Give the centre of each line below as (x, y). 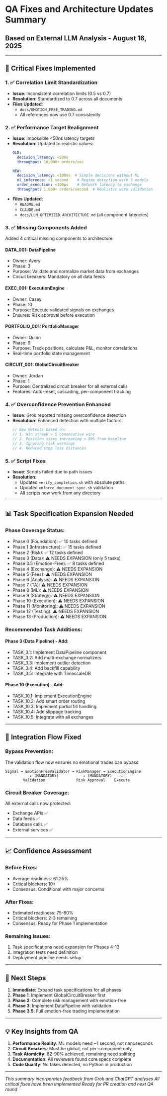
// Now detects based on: (39, 430)
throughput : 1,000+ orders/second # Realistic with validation (85, 189)
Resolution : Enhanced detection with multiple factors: (68, 421)
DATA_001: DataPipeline (31, 250)
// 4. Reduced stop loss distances (49, 448)
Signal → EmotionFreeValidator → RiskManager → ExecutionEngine (73, 771)
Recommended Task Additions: (44, 629)
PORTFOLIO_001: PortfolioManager (42, 326)
